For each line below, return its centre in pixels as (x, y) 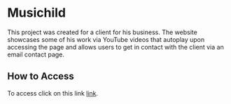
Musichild (37, 13)
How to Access (41, 76)
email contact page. (36, 54)
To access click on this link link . (53, 93)
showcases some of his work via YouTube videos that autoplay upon (106, 39)
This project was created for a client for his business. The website (102, 32)
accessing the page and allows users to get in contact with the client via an (115, 47)
